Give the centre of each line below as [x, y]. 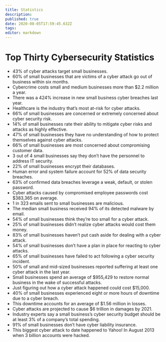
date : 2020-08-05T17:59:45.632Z [39, 24]
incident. [21, 261]
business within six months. [41, 82]
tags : [11, 28]
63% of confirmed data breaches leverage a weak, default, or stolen [82, 182]
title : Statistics [24, 10]
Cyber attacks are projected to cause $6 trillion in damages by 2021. [82, 309]
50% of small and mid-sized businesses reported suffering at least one [85, 266]
